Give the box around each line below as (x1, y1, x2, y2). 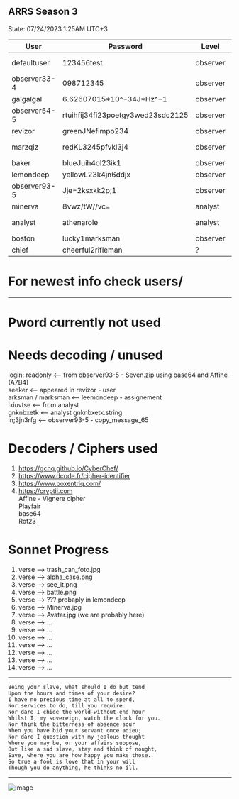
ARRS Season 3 (8, 6, 78, 18)
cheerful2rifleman (62, 245, 123, 255)
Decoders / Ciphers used (8, 441, 158, 457)
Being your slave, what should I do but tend (8, 683, 145, 690)
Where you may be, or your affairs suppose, (8, 739, 142, 746)
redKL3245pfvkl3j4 (62, 142, 128, 152)
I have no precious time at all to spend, (8, 695, 135, 703)
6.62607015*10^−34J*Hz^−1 (62, 94, 167, 104)
